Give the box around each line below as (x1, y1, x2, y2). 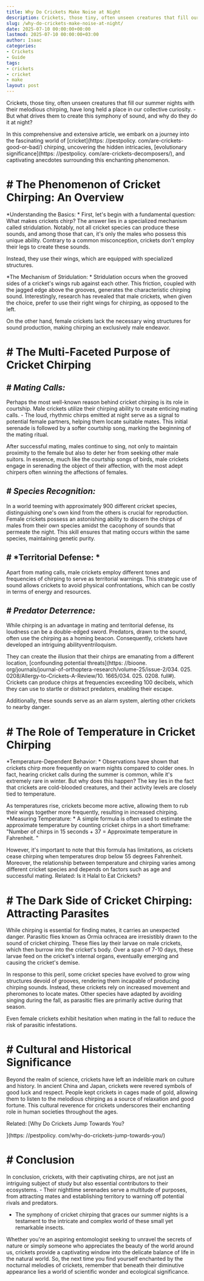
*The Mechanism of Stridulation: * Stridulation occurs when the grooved (6, 273, 188, 280)
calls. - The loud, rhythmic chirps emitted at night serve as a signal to (6, 411, 180, 418)
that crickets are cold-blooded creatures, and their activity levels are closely (6, 784, 197, 791)
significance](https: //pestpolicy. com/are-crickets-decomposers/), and (6, 150, 185, 157)
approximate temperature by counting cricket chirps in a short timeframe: (6, 822, 190, 829)
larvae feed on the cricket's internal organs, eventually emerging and (6, 953, 179, 960)
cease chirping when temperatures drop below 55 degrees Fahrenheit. (6, 853, 183, 860)
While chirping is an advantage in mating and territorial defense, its (6, 622, 174, 629)
